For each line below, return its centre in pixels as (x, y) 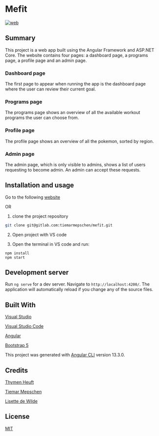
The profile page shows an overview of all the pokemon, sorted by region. (79, 141)
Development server (37, 273)
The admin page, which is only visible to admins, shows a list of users (75, 164)
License (17, 417)
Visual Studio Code (24, 326)
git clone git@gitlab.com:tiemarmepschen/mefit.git (59, 225)
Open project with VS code (39, 234)
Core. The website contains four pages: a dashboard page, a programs (77, 55)
